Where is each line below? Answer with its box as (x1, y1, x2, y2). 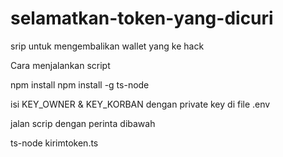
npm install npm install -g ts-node (10, 78, 150, 91)
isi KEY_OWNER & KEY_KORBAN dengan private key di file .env (10, 98, 271, 110)
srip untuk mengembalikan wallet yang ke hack (10, 40, 205, 52)
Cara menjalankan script (10, 59, 111, 71)
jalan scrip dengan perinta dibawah (10, 117, 156, 129)
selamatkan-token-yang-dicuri (10, 7, 274, 30)
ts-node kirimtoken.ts (10, 137, 99, 149)
